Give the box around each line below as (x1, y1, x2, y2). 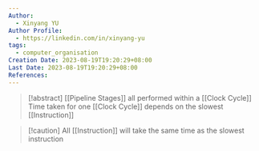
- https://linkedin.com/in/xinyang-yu (15, 34, 146, 42)
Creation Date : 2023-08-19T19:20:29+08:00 (8, 57, 152, 65)
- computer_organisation (15, 49, 99, 57)
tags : (8, 42, 26, 50)
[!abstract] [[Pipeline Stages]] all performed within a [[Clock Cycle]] (27, 93, 253, 102)
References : (8, 71, 48, 79)
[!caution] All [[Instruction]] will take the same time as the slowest (27, 125, 245, 135)
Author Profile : (8, 26, 63, 34)
